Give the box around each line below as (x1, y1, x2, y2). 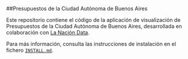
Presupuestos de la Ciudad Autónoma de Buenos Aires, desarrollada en (6, 23, 182, 29)
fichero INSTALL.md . (6, 47, 54, 54)
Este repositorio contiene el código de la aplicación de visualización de (6, 17, 181, 23)
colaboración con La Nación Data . (6, 29, 90, 36)
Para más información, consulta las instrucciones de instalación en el (6, 41, 176, 47)
